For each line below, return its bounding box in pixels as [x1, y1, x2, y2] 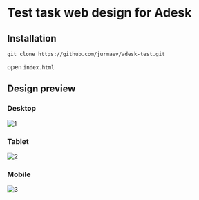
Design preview [7, 83, 76, 95]
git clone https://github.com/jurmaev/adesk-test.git [7, 51, 166, 57]
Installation [7, 33, 57, 44]
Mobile [7, 170, 31, 179]
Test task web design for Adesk [7, 5, 192, 21]
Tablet [7, 136, 29, 146]
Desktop [7, 104, 37, 113]
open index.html [7, 63, 55, 71]
